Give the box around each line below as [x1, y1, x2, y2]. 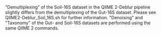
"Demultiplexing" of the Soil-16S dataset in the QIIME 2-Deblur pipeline [5, 4, 151, 10]
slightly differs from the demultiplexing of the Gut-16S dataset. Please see [5, 9, 157, 15]
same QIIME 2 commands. [5, 25, 59, 31]
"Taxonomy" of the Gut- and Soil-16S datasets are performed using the [5, 20, 151, 26]
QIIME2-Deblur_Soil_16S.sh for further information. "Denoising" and [5, 15, 143, 20]
